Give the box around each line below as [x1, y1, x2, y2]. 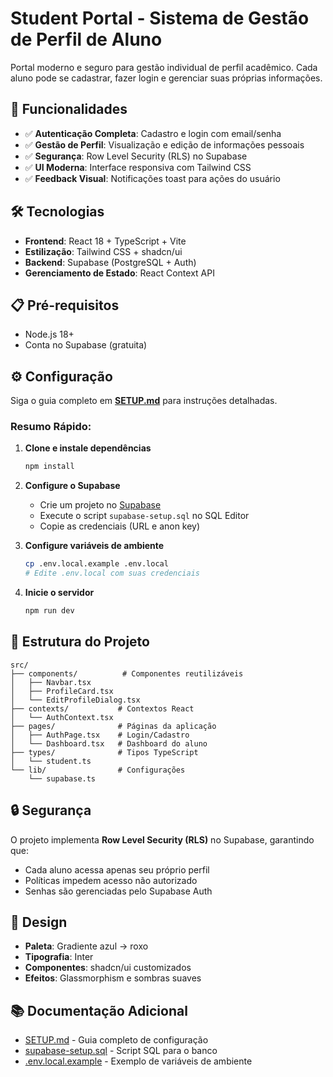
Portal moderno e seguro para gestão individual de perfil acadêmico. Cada [10, 61, 318, 73]
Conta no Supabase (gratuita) [24, 339, 148, 351]
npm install [24, 462, 75, 472]
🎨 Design [10, 914, 68, 931]
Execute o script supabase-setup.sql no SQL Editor [39, 510, 250, 522]
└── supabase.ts [28, 773, 97, 784]
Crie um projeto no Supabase [39, 499, 162, 511]
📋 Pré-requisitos [10, 297, 120, 314]
